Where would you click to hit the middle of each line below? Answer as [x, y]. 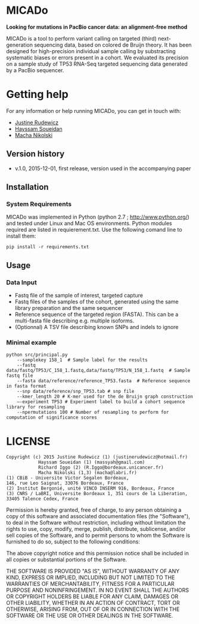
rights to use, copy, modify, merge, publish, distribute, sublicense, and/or [96, 529]
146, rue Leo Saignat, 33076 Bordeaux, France [65, 483]
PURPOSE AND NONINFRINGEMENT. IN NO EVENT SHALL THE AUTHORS [98, 590]
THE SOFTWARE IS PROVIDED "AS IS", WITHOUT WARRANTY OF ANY [93, 571]
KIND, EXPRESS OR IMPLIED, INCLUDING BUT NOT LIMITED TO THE [91, 577]
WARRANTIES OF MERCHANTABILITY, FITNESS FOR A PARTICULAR [90, 584]
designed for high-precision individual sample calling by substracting [91, 51]
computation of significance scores [52, 418]
